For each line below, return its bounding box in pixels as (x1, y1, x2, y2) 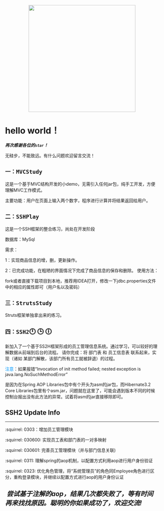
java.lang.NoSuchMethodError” (5, 372, 68, 378)
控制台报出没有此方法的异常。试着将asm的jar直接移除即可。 (5, 394, 126, 400)
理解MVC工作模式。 (5, 187, 45, 193)
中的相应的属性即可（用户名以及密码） (5, 284, 82, 290)
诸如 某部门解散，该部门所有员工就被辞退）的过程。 (13, 355, 118, 361)
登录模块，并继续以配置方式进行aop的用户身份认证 (21, 474, 124, 480)
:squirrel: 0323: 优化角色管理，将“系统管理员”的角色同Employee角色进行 (5, 468, 150, 474)
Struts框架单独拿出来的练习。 (5, 312, 64, 318)
